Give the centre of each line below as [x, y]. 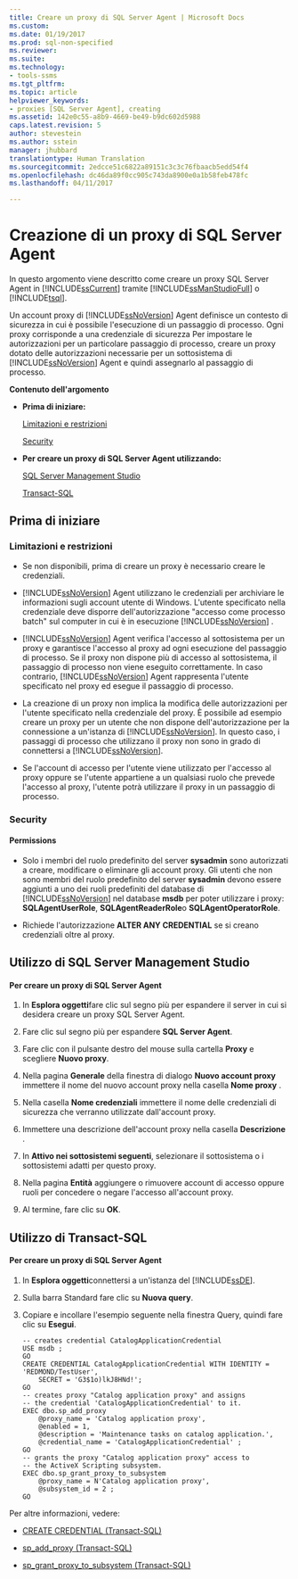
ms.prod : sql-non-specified [61, 42]
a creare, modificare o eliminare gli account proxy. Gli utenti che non [147, 870]
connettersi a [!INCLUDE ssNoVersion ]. [93, 750]
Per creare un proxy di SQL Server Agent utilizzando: [122, 459]
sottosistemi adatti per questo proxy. [89, 1166]
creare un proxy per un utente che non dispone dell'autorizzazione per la [156, 722]
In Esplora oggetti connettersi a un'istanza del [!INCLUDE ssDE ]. [138, 1280]
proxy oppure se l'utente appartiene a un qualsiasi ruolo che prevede [149, 777]
